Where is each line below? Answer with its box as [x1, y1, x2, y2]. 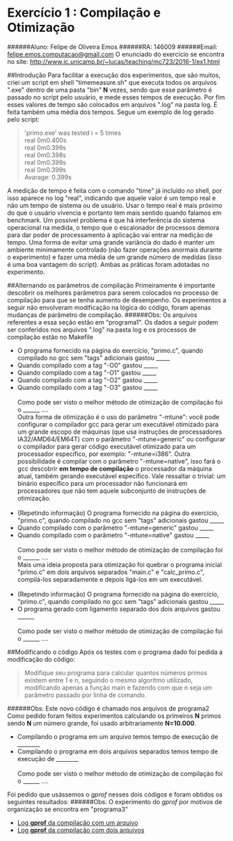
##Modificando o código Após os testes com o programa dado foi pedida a [7, 648, 223, 656]
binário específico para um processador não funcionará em [17, 479, 188, 487]
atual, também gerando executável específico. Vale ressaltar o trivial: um [17, 471, 226, 480]
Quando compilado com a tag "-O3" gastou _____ [17, 383, 158, 391]
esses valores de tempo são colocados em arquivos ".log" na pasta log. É [7, 100, 218, 108]
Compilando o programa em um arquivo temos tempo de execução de [17, 732, 218, 741]
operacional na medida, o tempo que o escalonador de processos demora [7, 223, 220, 231]
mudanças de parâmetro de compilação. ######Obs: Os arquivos [7, 311, 198, 319]
